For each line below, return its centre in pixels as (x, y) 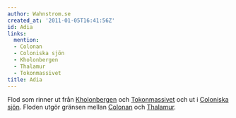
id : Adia (20, 27)
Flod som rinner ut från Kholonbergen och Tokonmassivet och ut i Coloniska (118, 100)
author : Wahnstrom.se (39, 14)
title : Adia (25, 79)
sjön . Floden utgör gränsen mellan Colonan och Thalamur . (92, 107)
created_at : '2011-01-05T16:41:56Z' (61, 20)
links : (17, 34)
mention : (26, 40)
